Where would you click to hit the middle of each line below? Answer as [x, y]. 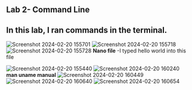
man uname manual [31, 75]
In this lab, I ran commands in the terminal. [87, 30]
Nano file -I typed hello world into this [140, 51]
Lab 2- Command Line [48, 10]
